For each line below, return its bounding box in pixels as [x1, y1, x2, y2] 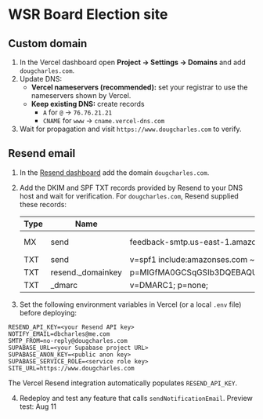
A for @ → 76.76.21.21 [42, 107, 113, 117]
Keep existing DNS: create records [31, 100, 145, 108]
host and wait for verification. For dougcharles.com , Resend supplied [19, 191, 239, 201]
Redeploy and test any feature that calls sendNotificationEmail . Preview [19, 393, 253, 403]
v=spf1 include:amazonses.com [129, 253, 248, 264]
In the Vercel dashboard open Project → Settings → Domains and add [19, 57, 247, 67]
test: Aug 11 [19, 402, 57, 411]
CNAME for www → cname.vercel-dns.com [42, 116, 165, 125]
